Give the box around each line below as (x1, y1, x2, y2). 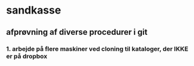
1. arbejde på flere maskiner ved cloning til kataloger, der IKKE (6, 45, 189, 53)
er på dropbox (6, 52, 47, 60)
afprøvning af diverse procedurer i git (6, 27, 148, 37)
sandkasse (6, 4, 61, 17)
